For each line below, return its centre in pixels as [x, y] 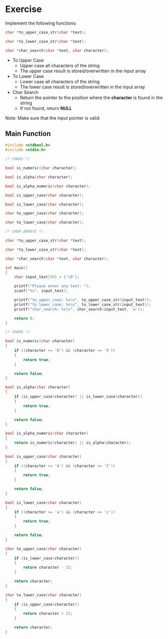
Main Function [28, 133]
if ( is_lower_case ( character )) [47, 558]
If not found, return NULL [46, 108]
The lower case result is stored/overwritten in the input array [82, 87]
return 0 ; [25, 318]
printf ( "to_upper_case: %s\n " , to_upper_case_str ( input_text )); [83, 300]
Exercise [24, 9]
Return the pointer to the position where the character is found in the [91, 97]
